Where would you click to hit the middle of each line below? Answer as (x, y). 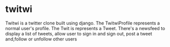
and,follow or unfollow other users (41, 39)
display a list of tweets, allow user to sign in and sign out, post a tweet (79, 33)
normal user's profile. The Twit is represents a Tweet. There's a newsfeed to (85, 28)
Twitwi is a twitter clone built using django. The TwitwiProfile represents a (83, 23)
